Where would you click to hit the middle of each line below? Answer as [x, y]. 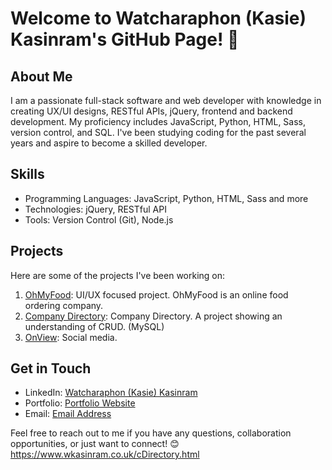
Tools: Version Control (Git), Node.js [99, 219]
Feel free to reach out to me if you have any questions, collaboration [151, 433]
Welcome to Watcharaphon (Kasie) [158, 18]
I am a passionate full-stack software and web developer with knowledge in [166, 100]
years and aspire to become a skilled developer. [109, 143]
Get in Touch [51, 368]
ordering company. [64, 305]
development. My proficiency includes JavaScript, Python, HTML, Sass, [158, 121]
